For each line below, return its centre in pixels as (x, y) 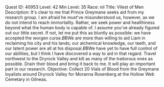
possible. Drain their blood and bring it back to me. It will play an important (80, 64)
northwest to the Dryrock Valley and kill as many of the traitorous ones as (79, 59)
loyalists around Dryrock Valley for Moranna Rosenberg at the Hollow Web (80, 74)
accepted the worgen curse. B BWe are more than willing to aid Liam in (75, 38)
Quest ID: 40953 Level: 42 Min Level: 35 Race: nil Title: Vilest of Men (74, 7)
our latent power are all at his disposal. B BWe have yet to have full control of (81, 48)
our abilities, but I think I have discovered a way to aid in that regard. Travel (81, 53)
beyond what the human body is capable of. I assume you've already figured (82, 28)
